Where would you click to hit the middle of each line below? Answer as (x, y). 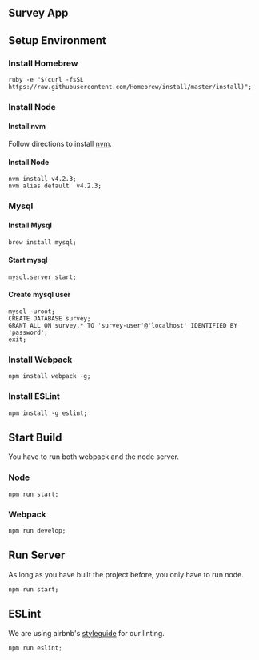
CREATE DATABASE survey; (50, 318)
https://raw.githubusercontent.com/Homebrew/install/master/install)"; (130, 87)
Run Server (37, 555)
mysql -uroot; (32, 312)
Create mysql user (40, 295)
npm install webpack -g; (50, 376)
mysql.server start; (43, 277)
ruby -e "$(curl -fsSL (46, 80)
